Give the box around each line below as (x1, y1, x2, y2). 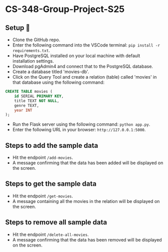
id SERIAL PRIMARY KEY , (14, 94, 64, 99)
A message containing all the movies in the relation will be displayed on (12, 198, 160, 204)
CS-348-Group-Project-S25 (5, 4, 125, 15)
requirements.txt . (12, 48, 50, 53)
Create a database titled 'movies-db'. (12, 69, 89, 75)
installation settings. (12, 58, 54, 64)
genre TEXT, (14, 103, 39, 108)
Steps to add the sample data (5, 141, 98, 150)
